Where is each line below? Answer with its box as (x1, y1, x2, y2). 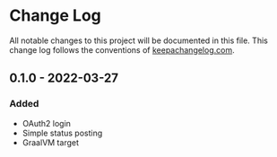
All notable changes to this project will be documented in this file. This (9, 35, 269, 46)
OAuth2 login (22, 118, 72, 128)
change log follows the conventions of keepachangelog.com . (9, 44, 235, 55)
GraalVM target (22, 136, 79, 148)
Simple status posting (22, 127, 103, 138)
